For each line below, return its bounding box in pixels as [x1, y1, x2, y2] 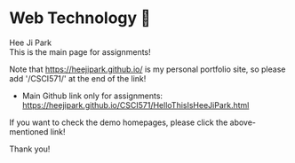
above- [229, 117, 256, 128]
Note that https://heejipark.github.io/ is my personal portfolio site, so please [9, 64, 286, 74]
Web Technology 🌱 [9, 8, 151, 28]
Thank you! [9, 144, 51, 154]
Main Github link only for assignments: [21, 90, 163, 101]
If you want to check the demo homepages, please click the [9, 117, 228, 128]
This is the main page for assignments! [9, 46, 151, 57]
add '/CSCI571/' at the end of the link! [9, 73, 147, 83]
